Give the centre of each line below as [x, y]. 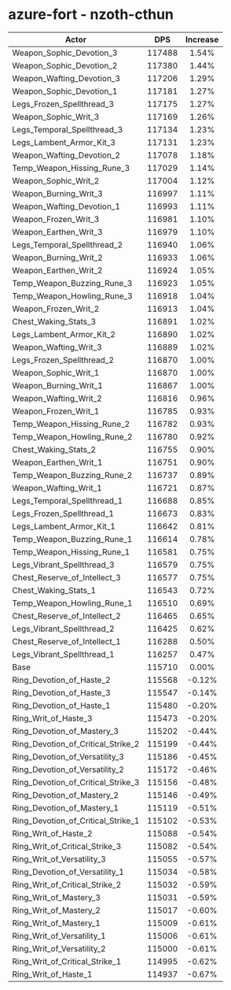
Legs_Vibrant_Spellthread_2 [64, 628]
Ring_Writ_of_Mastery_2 [56, 910]
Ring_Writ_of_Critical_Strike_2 [67, 884]
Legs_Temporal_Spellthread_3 [68, 129]
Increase [202, 39]
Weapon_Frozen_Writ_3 [56, 219]
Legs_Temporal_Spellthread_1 [68, 500]
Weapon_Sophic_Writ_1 [56, 373]
